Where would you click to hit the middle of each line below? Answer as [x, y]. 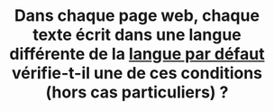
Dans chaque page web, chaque [137, 16]
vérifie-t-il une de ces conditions [137, 74]
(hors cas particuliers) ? [137, 92]
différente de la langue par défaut [137, 54]
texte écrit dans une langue [137, 35]
